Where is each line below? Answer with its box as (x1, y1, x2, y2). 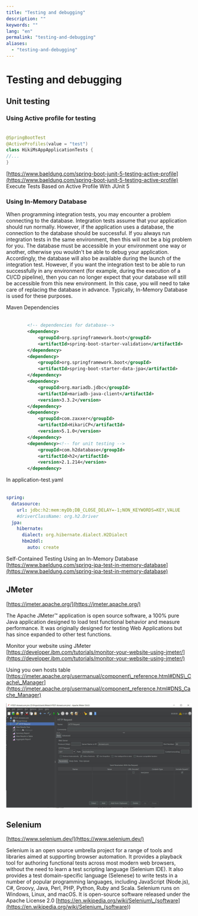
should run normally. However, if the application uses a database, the (6, 223, 174, 230)
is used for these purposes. (6, 292, 73, 299)
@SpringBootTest (6, 135, 46, 141)
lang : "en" (6, 28, 33, 34)
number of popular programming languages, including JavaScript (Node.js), (6, 878, 190, 885)
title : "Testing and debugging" (6, 9, 85, 15)
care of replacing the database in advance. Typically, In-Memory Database (6, 286, 187, 294)
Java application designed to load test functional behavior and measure (6, 618, 180, 625)
